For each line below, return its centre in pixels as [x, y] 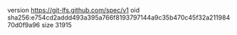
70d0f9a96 [24, 25]
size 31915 [57, 25]
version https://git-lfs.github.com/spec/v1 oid [74, 10]
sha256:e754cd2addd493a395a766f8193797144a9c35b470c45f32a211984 [119, 17]
